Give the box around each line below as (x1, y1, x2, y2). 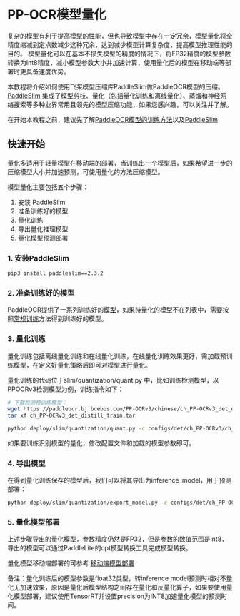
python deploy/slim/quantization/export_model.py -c (7, 499, 168, 507)
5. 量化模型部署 (7, 517, 60, 527)
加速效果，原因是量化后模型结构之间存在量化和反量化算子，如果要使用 (19, 583, 226, 592)
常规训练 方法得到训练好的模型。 (14, 315, 108, 323)
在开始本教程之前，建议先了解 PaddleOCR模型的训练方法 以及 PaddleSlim (7, 115, 218, 123)
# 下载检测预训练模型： (7, 399, 68, 406)
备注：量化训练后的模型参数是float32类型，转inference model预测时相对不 (7, 574, 226, 582)
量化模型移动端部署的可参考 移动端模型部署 (7, 559, 134, 567)
